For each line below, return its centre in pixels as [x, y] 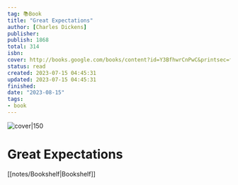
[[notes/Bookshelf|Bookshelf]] [51, 174]
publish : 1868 [28, 40]
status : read [27, 66]
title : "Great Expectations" [50, 20]
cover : [17, 60]
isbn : [15, 54]
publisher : [23, 34]
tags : [15, 100]
